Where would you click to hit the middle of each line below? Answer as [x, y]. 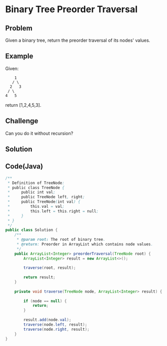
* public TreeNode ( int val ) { [44, 202]
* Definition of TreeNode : [36, 183]
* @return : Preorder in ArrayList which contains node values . [85, 244]
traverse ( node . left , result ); [55, 324]
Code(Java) [24, 166]
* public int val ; [31, 192]
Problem [19, 28]
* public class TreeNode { [36, 187]
